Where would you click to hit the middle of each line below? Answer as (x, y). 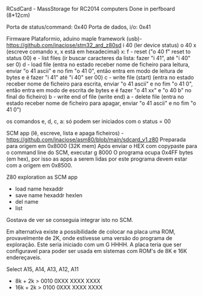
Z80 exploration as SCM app (42, 177)
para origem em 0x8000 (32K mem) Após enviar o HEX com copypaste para (102, 146)
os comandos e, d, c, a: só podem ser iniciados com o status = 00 (89, 121)
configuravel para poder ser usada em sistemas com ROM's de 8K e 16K (97, 251)
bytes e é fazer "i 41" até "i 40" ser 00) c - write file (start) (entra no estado (100, 77)
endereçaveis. (24, 257)
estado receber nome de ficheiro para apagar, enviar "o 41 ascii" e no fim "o (101, 103)
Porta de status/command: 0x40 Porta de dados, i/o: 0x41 (79, 27)
